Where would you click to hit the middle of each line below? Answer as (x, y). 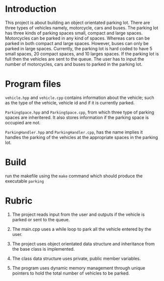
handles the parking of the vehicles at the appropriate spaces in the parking (82, 137)
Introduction (31, 9)
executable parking (24, 181)
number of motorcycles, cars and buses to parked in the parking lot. (74, 64)
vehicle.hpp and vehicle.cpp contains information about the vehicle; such (80, 97)
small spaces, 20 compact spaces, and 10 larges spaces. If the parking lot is (82, 54)
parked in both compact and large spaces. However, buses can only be (77, 43)
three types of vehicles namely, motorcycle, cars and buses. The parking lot (82, 27)
